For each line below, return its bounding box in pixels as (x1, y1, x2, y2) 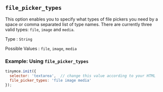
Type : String (5, 36, 33, 42)
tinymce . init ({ (5, 69, 37, 74)
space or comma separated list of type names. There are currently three (5, 21, 152, 27)
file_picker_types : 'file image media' (9, 78, 92, 83)
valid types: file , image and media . (5, 26, 75, 32)
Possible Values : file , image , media (5, 46, 77, 51)
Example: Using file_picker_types (5, 58, 89, 65)
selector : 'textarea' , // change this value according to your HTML (9, 73, 156, 78)
